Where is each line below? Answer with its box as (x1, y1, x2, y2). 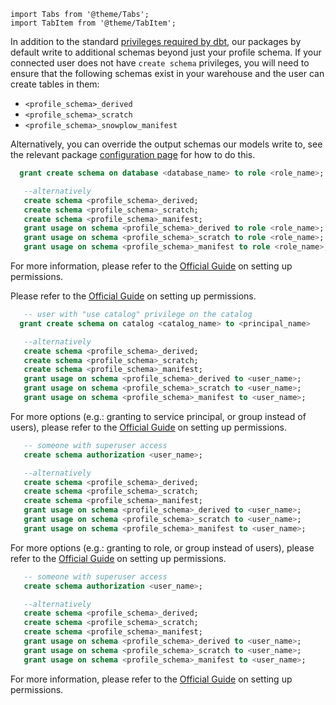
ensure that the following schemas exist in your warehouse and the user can (10, 68, 325, 79)
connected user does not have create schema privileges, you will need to (10, 57, 310, 69)
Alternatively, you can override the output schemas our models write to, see (10, 138, 323, 150)
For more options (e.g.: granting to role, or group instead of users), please (10, 541, 315, 554)
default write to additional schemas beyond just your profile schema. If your (10, 46, 322, 58)
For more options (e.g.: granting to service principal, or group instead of (10, 410, 307, 422)
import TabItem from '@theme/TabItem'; (10, 18, 177, 28)
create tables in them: (10, 78, 100, 90)
